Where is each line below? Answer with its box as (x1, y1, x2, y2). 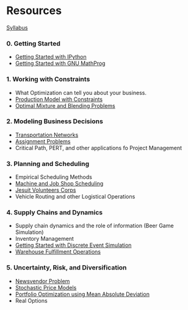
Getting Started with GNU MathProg (15, 59, 106, 67)
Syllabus (6, 24, 28, 31)
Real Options (15, 297, 48, 304)
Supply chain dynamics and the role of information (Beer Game (15, 222, 174, 230)
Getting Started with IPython (15, 53, 87, 61)
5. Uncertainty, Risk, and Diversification (6, 263, 127, 272)
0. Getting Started (6, 39, 61, 48)
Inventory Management (15, 235, 74, 243)
